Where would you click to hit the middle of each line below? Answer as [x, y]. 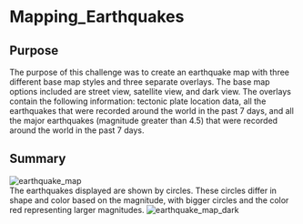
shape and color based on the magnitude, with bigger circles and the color [149, 200]
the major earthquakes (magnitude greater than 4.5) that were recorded [144, 121]
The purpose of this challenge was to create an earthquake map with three [149, 72]
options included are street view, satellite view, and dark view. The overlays [150, 92]
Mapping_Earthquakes [97, 17]
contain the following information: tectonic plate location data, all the [138, 101]
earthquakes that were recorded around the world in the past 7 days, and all [151, 111]
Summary [38, 159]
